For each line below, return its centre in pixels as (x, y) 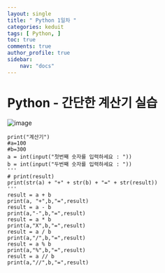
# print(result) (31, 176)
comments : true (29, 46)
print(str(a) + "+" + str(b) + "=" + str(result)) (82, 182)
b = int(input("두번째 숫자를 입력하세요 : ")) (70, 164)
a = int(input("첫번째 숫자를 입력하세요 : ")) (70, 157)
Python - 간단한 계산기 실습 (82, 103)
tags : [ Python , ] (34, 33)
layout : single (29, 14)
